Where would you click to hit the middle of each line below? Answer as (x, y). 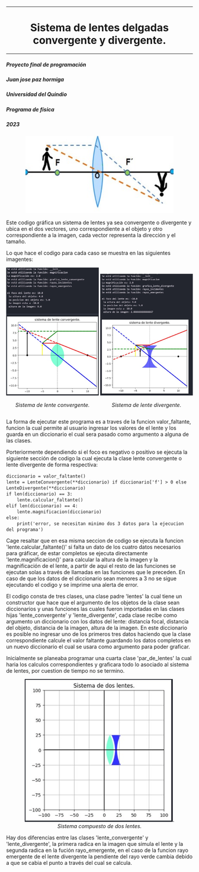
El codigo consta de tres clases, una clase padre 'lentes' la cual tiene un (94, 596)
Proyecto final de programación (46, 64)
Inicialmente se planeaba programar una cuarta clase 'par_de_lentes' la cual (99, 658)
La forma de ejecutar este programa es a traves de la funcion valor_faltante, (99, 422)
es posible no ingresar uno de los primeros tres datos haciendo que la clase (99, 634)
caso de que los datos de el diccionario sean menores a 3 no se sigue (91, 578)
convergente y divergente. (99, 41)
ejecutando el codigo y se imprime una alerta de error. (73, 585)
